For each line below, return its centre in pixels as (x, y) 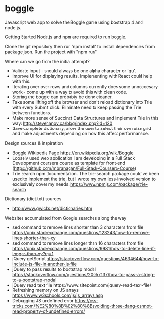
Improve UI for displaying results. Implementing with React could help (82, 76)
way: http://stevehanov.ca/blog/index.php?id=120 (62, 123)
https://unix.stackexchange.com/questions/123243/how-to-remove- (81, 232)
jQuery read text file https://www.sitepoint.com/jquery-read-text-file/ (82, 285)
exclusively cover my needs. (41, 184)
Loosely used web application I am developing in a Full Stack (73, 158)
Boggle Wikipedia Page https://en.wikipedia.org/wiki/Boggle (73, 153)
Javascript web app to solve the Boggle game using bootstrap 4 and (74, 22)
